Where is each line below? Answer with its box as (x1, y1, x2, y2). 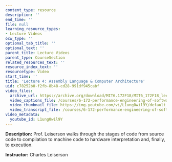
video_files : (5, 88, 33, 94)
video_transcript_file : (10, 107, 60, 112)
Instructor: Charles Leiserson (5, 151, 68, 157)
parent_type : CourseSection (5, 55, 66, 60)
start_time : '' (5, 74, 38, 79)
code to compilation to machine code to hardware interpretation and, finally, (5, 136, 165, 142)
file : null (5, 21, 29, 27)
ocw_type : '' (5, 36, 33, 41)
